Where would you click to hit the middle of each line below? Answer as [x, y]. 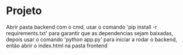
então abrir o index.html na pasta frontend [57, 46]
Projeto [24, 11]
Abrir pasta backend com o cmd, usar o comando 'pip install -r [82, 27]
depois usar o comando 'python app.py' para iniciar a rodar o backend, [91, 39]
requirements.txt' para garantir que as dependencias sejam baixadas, [90, 33]
